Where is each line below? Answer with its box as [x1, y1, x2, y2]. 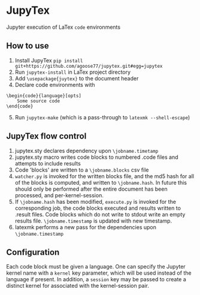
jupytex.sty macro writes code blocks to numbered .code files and [14, 153, 178, 161]
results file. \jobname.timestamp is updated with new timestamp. [14, 217, 172, 224]
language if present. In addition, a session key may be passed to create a [6, 276, 187, 283]
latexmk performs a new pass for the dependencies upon [14, 223, 157, 231]
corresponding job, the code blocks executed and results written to [14, 204, 181, 212]
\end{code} [6, 103, 34, 109]
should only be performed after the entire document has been [14, 185, 168, 192]
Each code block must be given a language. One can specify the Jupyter [6, 263, 186, 270]
